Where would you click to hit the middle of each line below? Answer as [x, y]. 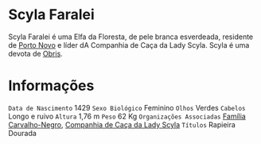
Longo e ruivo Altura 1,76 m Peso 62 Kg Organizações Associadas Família [127, 116]
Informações [51, 86]
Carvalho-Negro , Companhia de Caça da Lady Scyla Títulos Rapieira [122, 124]
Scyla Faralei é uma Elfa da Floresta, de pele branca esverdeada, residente [131, 37]
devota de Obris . [36, 53]
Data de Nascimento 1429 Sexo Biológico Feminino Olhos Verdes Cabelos [127, 107]
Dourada [23, 133]
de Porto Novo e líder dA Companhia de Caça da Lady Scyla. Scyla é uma [129, 45]
